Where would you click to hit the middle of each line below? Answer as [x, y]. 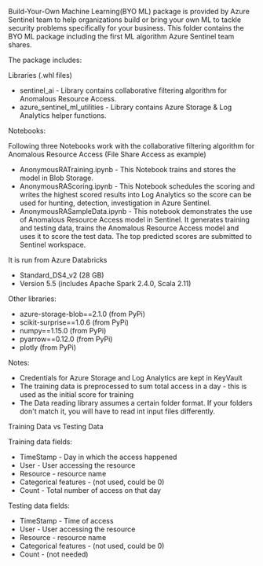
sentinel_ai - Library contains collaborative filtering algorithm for [123, 90]
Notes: [19, 362]
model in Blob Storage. [57, 178]
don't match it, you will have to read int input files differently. [117, 411]
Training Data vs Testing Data [56, 426]
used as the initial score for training [77, 395]
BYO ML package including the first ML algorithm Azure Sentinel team [121, 36]
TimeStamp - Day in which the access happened [98, 457]
